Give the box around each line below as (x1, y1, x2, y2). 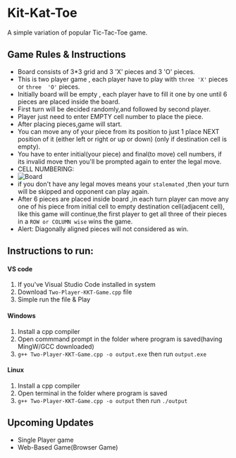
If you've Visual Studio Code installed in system (17, 280, 156, 289)
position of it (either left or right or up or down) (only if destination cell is (17, 135, 228, 143)
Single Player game (17, 435, 74, 444)
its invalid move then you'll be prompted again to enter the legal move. (17, 157, 222, 166)
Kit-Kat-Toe (7, 5, 77, 21)
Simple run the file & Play (17, 295, 91, 304)
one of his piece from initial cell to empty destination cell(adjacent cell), (17, 202, 225, 211)
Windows (7, 311, 36, 320)
